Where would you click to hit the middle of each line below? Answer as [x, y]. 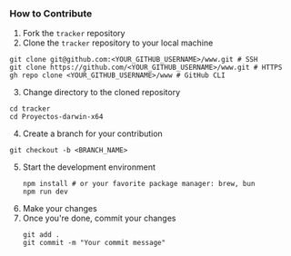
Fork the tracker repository [74, 34]
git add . [41, 235]
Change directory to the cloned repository [101, 93]
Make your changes [60, 209]
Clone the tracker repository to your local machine [118, 43]
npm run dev [45, 192]
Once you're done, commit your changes [99, 218]
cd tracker [30, 109]
